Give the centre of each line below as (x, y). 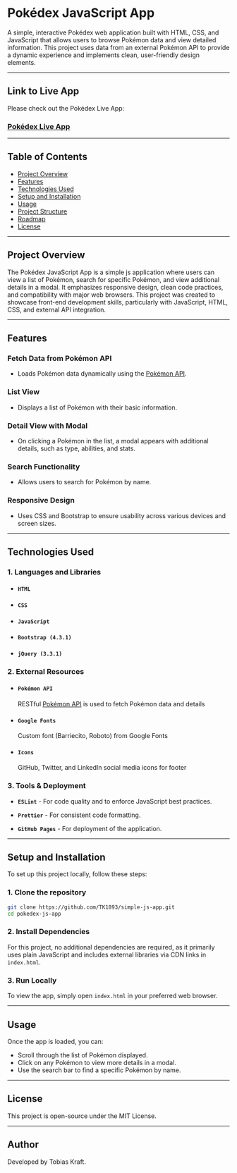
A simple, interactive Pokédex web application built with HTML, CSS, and (113, 32)
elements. (22, 62)
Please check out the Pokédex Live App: (66, 108)
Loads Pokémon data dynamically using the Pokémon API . (102, 374)
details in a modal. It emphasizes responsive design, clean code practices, (115, 287)
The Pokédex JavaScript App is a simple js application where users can (111, 272)
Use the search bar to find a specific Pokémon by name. (99, 1070)
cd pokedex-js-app (34, 914)
